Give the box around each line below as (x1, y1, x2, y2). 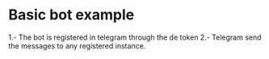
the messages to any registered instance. (8, 40, 146, 50)
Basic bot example (8, 6, 135, 24)
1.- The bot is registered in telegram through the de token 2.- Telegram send (8, 32, 262, 42)
